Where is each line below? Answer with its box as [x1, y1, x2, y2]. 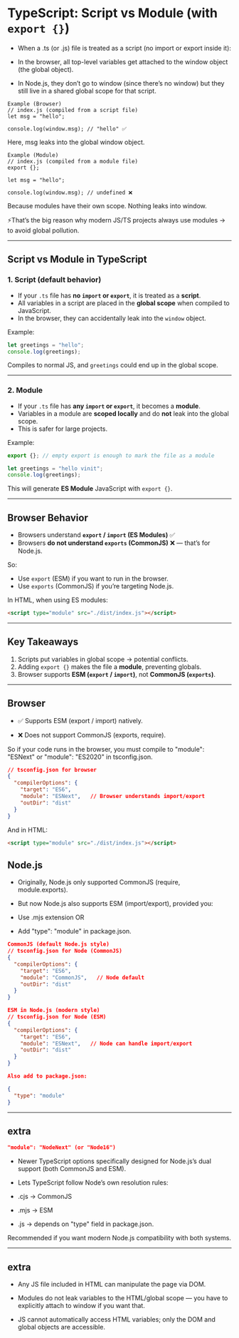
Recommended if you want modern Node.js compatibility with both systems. [7, 1234, 231, 1242]
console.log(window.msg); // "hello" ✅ [7, 125, 127, 133]
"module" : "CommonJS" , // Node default [20, 974, 144, 981]
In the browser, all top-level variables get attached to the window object [17, 57, 228, 66]
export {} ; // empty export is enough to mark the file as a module [7, 451, 215, 459]
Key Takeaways [7, 636, 79, 648]
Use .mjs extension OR [17, 913, 85, 921]
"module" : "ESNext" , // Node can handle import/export [20, 1040, 193, 1047]
